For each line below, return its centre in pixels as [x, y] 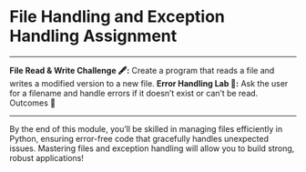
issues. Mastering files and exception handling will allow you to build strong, [152, 148]
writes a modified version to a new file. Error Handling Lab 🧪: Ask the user [149, 83]
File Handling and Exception [117, 17]
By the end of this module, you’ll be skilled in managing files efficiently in [146, 128]
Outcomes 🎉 [33, 103]
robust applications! [47, 157]
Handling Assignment [93, 36]
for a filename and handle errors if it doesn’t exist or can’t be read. [134, 93]
